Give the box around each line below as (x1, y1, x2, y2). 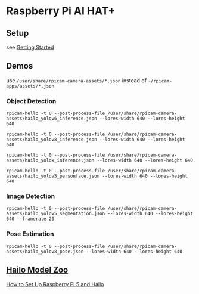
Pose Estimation (6, 230, 54, 238)
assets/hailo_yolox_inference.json (6, 157, 95, 163)
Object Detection (6, 97, 57, 105)
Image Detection (6, 192, 55, 200)
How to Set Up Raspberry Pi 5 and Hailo (6, 280, 104, 287)
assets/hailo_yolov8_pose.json (6, 249, 84, 255)
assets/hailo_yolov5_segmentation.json (6, 211, 105, 217)
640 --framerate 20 (6, 216, 55, 222)
